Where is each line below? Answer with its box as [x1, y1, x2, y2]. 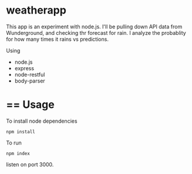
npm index [6, 150, 31, 156]
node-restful [14, 71, 45, 78]
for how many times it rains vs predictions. [6, 35, 109, 42]
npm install [6, 129, 35, 134]
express [14, 64, 34, 71]
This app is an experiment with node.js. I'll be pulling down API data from [6, 23, 183, 30]
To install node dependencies [6, 117, 78, 124]
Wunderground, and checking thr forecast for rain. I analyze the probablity [6, 29, 186, 36]
